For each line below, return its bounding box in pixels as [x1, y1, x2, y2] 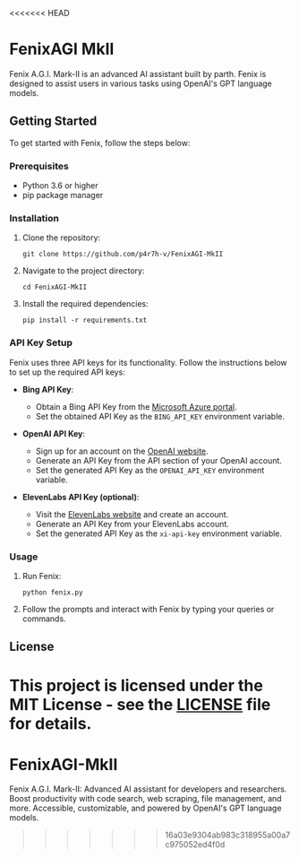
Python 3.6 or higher [21, 180, 98, 191]
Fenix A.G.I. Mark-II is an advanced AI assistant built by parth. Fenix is [9, 68, 267, 79]
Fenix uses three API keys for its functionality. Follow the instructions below [9, 357, 288, 368]
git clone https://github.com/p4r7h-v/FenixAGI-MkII [21, 250, 224, 259]
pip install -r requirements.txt [21, 316, 148, 325]
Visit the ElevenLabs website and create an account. [35, 508, 229, 519]
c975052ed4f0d [165, 839, 226, 850]
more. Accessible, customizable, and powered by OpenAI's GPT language [9, 802, 282, 814]
